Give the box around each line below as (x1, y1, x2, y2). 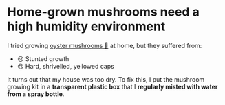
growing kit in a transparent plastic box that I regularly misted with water (7, 82, 218, 91)
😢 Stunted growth (17, 54, 69, 62)
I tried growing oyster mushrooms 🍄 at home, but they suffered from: (7, 41, 202, 49)
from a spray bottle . (7, 90, 65, 98)
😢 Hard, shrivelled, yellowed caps (17, 62, 115, 70)
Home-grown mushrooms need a (7, 4, 200, 20)
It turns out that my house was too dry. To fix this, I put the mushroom (7, 75, 205, 83)
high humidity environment (7, 19, 166, 34)
